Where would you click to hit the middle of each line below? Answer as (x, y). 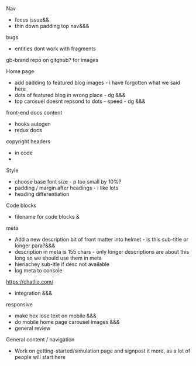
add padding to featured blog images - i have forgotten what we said (97, 82)
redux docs (28, 130)
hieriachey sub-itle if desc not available (62, 264)
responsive (20, 304)
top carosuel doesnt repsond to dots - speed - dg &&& (80, 101)
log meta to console (38, 270)
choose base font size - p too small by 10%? (68, 182)
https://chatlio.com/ (30, 282)
